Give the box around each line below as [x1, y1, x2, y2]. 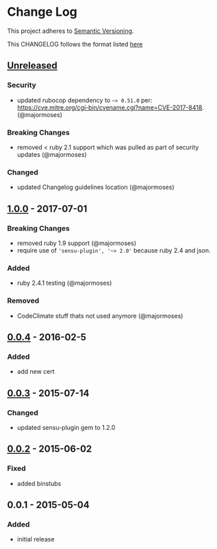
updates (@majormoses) [16, 150, 87, 158]
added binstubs [16, 479, 62, 487]
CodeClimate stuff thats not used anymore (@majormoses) [16, 311, 183, 320]
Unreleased [7, 60, 58, 72]
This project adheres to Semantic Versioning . [7, 27, 134, 35]
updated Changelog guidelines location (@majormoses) [16, 183, 175, 192]
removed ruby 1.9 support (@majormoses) [16, 239, 137, 247]
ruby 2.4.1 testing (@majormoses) [16, 279, 112, 288]
